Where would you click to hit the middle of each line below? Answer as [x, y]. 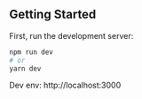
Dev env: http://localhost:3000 [65, 85]
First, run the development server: [71, 35]
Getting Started [53, 15]
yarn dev [25, 69]
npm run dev [31, 52]
